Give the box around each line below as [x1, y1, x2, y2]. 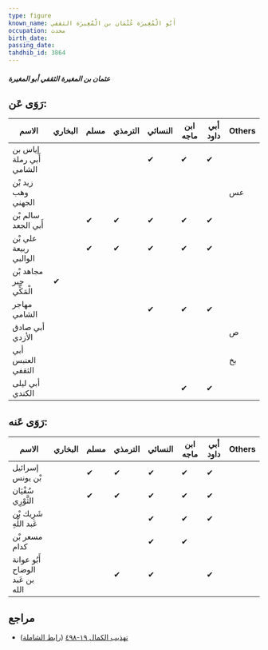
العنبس [12, 355, 37, 366]
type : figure [8, 11, 52, 20]
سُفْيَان [12, 485, 34, 496]
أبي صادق [12, 321, 45, 333]
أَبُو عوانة [12, 554, 41, 565]
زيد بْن [12, 177, 33, 188]
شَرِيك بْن [12, 508, 44, 520]
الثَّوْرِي [12, 495, 34, 506]
